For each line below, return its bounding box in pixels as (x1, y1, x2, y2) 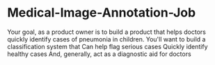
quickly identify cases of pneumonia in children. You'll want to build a (7, 35, 206, 43)
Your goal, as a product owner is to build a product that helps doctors (7, 28, 207, 36)
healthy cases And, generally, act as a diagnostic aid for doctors (7, 50, 191, 58)
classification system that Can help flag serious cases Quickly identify (7, 42, 208, 50)
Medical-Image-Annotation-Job (7, 5, 196, 21)
